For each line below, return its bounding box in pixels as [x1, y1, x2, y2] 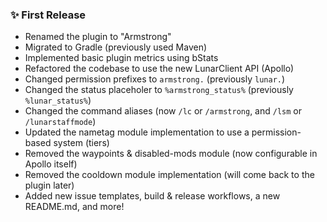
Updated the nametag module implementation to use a [24, 126, 250, 138]
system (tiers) [53, 137, 110, 149]
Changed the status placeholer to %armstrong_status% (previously [24, 84, 294, 96]
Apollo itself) [24, 158, 78, 170]
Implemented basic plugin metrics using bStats [24, 52, 219, 64]
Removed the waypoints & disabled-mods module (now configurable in [24, 148, 318, 160]
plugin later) [24, 179, 75, 192]
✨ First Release [10, 8, 87, 22]
